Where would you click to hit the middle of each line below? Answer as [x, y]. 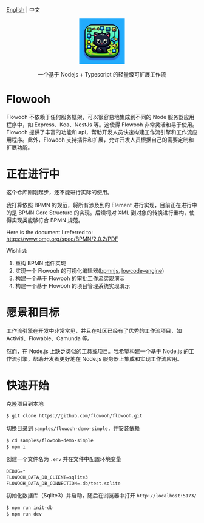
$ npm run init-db [29, 508]
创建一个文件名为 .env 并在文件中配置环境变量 [64, 459]
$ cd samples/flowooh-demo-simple [50, 440]
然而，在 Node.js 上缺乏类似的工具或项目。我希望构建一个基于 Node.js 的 [98, 351]
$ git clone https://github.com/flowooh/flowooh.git [74, 415]
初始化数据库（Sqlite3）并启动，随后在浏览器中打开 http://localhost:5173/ [102, 496]
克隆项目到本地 [25, 403]
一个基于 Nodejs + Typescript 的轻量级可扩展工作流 [102, 74]
